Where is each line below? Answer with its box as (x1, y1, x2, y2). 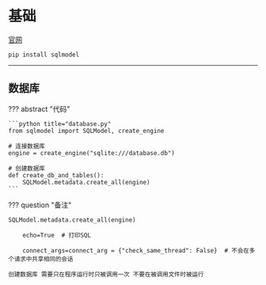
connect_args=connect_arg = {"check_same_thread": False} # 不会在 (22, 246, 249, 254)
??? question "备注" (8, 199, 72, 210)
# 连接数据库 (8, 142, 45, 150)
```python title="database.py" (8, 120, 112, 127)
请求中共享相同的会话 (13, 255, 74, 263)
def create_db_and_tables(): (8, 171, 104, 179)
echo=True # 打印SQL (22, 231, 91, 239)
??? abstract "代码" (8, 104, 70, 113)
